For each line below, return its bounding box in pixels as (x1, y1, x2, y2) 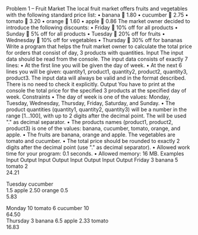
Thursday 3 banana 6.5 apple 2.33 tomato (6, 217, 108, 224)
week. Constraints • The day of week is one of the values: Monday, (6, 93, 171, 100)
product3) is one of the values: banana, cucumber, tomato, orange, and (6, 125, 181, 132)
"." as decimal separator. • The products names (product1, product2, (6, 119, 173, 125)
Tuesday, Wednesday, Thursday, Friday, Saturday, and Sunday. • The (6, 100, 175, 106)
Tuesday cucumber (6, 180, 53, 188)
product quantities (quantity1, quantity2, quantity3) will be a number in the (6, 106, 187, 113)
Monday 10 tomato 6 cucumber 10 (6, 205, 90, 211)
